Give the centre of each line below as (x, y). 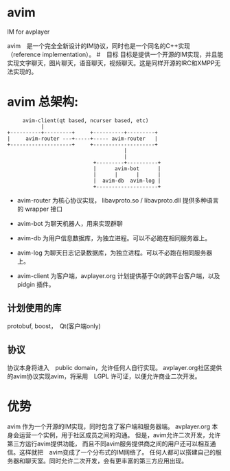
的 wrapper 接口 (40, 209)
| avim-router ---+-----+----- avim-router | (82, 139)
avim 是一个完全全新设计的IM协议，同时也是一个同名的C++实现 (99, 45)
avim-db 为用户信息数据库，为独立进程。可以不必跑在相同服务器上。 (114, 238)
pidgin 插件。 (36, 284)
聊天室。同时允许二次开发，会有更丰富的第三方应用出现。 (106, 461)
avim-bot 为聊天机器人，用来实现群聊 (70, 223)
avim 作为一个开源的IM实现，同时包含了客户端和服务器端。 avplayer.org (109, 426)
